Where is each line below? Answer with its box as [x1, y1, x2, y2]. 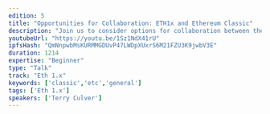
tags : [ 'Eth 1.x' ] [8, 86, 70, 95]
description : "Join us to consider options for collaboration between [8, 26, 250, 35]
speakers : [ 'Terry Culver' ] [8, 94, 103, 102]
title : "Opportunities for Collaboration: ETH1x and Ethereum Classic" [8, 19, 253, 27]
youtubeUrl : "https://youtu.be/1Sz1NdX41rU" [8, 34, 160, 43]
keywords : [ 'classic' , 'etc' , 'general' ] [8, 79, 142, 87]
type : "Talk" [8, 64, 52, 72]
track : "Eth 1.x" [8, 71, 67, 79]
